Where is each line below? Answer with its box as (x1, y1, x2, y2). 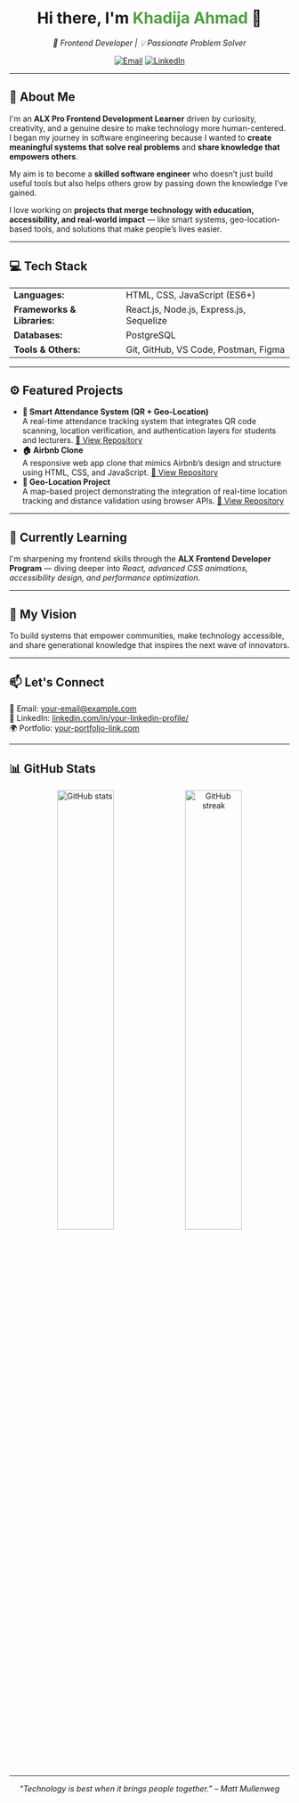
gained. (9, 187, 37, 198)
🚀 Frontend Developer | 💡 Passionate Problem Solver (53, 37, 246, 48)
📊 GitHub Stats (9, 761, 96, 776)
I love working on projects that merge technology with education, (9, 204, 255, 215)
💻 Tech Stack (9, 258, 88, 275)
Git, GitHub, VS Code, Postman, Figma (125, 343, 286, 356)
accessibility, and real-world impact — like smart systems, (9, 214, 229, 225)
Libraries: (13, 314, 55, 326)
